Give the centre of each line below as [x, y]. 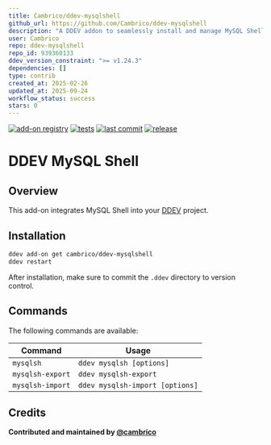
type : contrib [32, 76]
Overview [33, 191]
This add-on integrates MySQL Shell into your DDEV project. [108, 210]
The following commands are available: [73, 331]
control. [21, 285]
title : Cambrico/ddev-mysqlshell [65, 16]
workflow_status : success [52, 98]
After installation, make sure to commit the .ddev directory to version [122, 277]
